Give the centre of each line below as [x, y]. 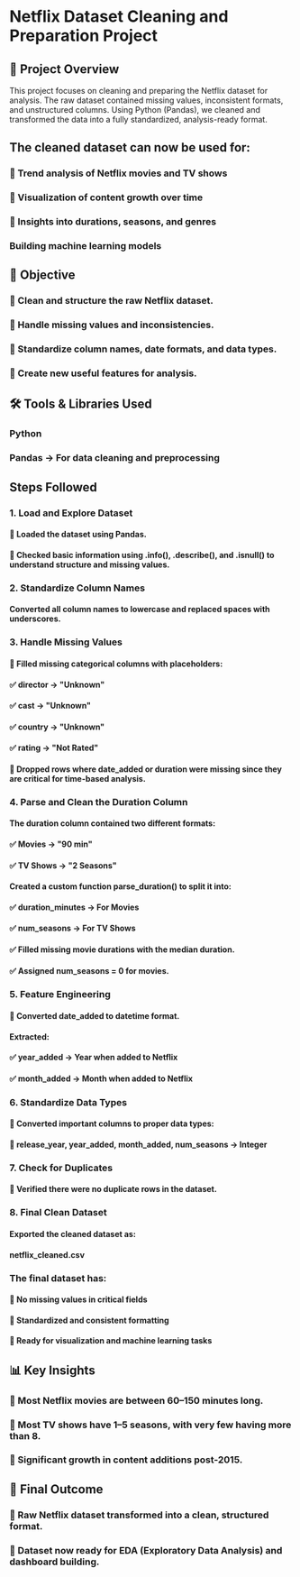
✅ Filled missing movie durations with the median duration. [123, 949]
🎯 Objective [42, 275]
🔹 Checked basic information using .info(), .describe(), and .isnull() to [142, 555]
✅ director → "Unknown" [57, 684]
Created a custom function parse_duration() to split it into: [120, 886]
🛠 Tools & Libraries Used [81, 403]
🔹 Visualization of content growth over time [106, 197]
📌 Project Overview [64, 69]
